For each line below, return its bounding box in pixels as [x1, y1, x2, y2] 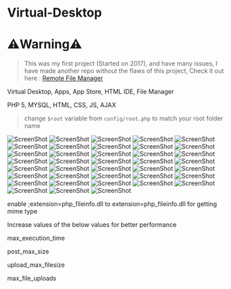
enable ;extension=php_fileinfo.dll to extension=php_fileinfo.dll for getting [7, 200, 217, 208]
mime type [7, 207, 38, 216]
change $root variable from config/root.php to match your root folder [24, 114, 223, 122]
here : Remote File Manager [24, 74, 104, 82]
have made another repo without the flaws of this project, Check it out [24, 67, 224, 75]
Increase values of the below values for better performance [7, 221, 177, 229]
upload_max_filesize [7, 261, 65, 269]
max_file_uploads [7, 274, 57, 283]
